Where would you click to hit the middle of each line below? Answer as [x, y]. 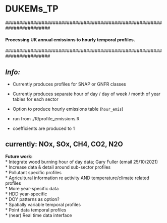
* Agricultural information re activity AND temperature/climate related [77, 178]
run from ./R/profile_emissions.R [46, 118]
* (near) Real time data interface [39, 215]
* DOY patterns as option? [32, 199]
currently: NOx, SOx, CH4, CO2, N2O [64, 144]
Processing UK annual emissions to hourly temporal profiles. [70, 40]
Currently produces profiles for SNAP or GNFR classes [69, 84]
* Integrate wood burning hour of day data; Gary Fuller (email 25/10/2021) [81, 162]
